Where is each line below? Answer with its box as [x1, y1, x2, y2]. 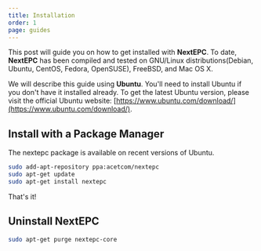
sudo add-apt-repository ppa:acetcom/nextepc [8, 163, 159, 171]
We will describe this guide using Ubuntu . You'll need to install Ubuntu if [8, 79, 242, 89]
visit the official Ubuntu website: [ [8, 96, 117, 106]
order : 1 [8, 19, 37, 27]
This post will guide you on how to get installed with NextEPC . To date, [8, 48, 237, 57]
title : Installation [8, 11, 76, 20]
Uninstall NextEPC [8, 215, 100, 228]
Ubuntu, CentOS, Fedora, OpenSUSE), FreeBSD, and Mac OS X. [8, 64, 213, 74]
